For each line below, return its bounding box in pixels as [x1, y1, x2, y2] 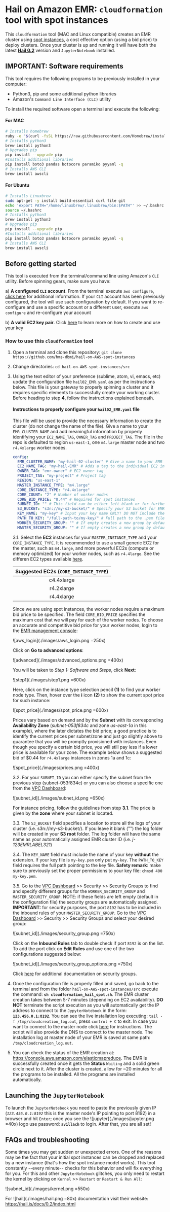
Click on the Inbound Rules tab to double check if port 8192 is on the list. [12, 940, 164, 946]
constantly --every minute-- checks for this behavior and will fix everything [5, 1165, 162, 1171]
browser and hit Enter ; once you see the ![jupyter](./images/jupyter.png [5, 1115, 154, 1122]
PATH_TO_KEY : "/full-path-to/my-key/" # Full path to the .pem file [17, 516, 165, 521]
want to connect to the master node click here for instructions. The [12, 1023, 152, 1029]
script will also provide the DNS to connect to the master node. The [12, 1029, 153, 1035]
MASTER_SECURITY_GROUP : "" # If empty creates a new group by [17, 525, 151, 530]
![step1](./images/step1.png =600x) [12, 676, 86, 683]
